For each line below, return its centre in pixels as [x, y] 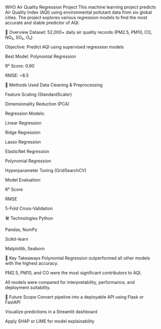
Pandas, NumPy [21, 229]
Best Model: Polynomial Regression [41, 56]
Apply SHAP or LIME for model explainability [50, 321]
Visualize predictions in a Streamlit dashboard [51, 312]
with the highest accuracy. [32, 263]
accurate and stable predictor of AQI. [42, 23]
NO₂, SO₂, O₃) [19, 37]
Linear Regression [23, 123]
